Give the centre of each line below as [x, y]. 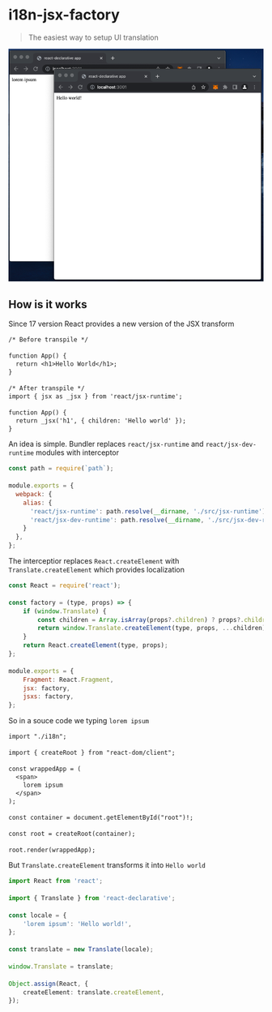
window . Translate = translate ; [61, 967]
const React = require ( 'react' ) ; [65, 585]
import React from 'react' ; [56, 881]
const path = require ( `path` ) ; [61, 469]
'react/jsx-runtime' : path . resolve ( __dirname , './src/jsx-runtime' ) [148, 511]
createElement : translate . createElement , [93, 992]
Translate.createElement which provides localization [96, 570]
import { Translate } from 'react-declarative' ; [92, 898]
